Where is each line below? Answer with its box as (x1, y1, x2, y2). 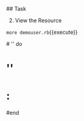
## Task (6, 5, 26, 12)
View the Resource (14, 17, 62, 24)
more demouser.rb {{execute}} (6, 28, 78, 36)
